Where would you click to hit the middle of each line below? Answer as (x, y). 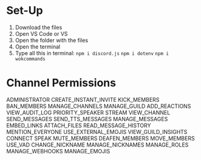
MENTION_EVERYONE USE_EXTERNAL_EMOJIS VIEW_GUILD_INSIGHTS (97, 132)
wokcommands (30, 59)
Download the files (39, 27)
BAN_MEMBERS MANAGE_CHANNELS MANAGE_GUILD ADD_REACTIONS (99, 106)
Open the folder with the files (52, 40)
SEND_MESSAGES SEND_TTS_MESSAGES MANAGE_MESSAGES (87, 119)
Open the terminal (38, 47)
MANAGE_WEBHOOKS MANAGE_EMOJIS (58, 151)
